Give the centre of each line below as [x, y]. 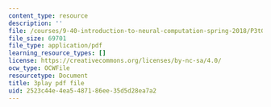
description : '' [35, 23]
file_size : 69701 [38, 38]
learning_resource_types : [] [57, 53]
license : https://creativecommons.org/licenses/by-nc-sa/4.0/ [115, 61]
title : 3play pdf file [46, 83]
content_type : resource [48, 16]
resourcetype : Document [48, 76]
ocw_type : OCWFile [39, 68]
